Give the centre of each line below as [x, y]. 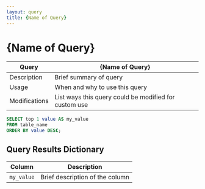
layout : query [24, 12]
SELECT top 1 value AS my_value [47, 119]
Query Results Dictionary [55, 150]
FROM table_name [27, 125]
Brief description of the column [85, 177]
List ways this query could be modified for [115, 97]
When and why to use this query [101, 87]
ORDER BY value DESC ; [34, 131]
